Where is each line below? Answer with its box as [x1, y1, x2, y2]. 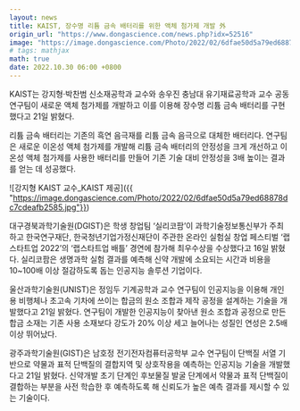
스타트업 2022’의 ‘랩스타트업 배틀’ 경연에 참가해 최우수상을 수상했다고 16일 [9, 242, 270, 253]
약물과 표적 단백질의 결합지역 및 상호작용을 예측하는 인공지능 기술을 [32, 358, 267, 369]
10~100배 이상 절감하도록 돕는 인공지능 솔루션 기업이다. [9, 264, 203, 275]
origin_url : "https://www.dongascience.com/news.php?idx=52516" [9, 29, 254, 38]
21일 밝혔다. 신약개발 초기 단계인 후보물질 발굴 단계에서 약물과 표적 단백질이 [25, 370, 288, 381]
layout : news [9, 13, 58, 22]
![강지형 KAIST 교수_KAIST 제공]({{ [9, 182, 134, 193]
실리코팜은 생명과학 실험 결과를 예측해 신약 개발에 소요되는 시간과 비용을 [21, 254, 271, 264]
